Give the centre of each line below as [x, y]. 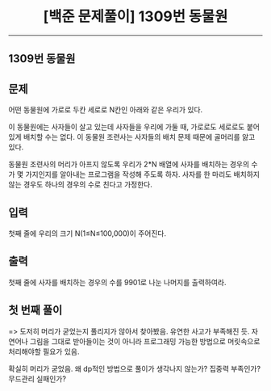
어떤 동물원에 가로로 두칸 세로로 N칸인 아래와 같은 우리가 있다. [106, 110]
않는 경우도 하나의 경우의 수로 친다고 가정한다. [81, 185]
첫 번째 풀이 [35, 311]
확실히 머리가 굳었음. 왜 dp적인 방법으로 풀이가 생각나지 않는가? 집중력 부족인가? [134, 368]
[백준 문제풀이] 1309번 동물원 [135, 17]
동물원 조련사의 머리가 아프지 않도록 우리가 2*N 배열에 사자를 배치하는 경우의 [129, 164]
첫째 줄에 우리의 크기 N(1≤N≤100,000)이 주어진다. [88, 233]
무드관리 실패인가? [38, 378]
